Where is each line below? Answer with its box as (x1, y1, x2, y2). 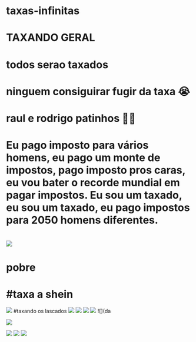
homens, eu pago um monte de (6, 151, 161, 165)
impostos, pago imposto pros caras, (6, 163, 186, 177)
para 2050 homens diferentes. (6, 213, 159, 227)
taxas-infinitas (6, 4, 80, 18)
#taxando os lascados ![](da (13, 307, 111, 315)
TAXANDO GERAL (6, 31, 95, 45)
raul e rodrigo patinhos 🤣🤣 (6, 112, 136, 125)
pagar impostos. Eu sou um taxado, (6, 189, 182, 202)
